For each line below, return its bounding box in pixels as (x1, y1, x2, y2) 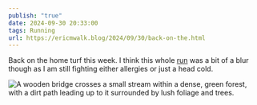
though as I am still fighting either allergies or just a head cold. (8, 64, 214, 74)
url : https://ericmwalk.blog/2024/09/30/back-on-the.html (8, 33, 206, 42)
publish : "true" (8, 11, 62, 20)
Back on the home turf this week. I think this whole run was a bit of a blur (8, 56, 250, 65)
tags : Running (8, 26, 56, 34)
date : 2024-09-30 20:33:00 (8, 19, 98, 27)
